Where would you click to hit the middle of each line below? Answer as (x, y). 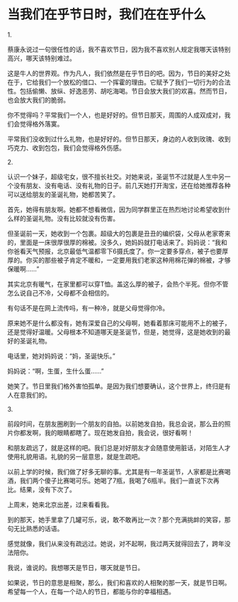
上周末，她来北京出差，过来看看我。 (60, 504)
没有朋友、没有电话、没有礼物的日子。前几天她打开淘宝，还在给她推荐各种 (122, 185)
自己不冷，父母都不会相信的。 (69, 292)
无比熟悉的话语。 (38, 528)
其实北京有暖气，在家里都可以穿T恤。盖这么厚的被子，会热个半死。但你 (112, 284)
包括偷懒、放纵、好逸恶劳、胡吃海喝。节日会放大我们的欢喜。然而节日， (125, 91)
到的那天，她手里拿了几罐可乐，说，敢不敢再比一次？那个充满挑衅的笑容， (116, 520)
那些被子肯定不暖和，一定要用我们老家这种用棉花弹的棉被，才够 (137, 260)
